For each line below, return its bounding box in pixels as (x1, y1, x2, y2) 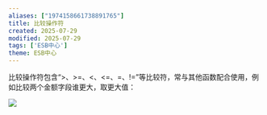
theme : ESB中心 (8, 49, 57, 57)
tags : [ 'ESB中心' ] (8, 42, 68, 50)
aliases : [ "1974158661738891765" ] (8, 11, 125, 20)
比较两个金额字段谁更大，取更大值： (15, 82, 136, 92)
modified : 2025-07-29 (8, 34, 81, 43)
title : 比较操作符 (8, 19, 65, 27)
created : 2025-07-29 (8, 27, 78, 35)
